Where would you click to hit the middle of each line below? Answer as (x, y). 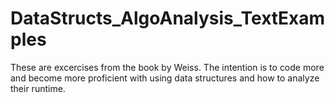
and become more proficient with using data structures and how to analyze (165, 78)
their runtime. (38, 88)
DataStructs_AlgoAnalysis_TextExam (168, 18)
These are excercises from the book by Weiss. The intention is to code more (167, 67)
